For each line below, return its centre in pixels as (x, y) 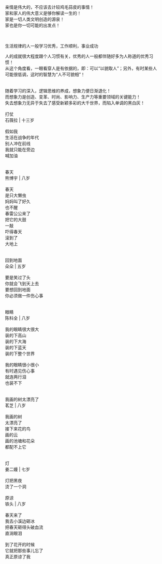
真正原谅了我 (18, 556)
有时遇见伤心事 (20, 371)
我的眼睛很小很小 (22, 365)
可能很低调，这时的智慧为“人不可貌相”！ (45, 74)
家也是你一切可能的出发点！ (33, 25)
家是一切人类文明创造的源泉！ (35, 19)
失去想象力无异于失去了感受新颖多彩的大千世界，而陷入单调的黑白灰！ (75, 103)
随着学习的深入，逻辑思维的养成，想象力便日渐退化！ (58, 91)
